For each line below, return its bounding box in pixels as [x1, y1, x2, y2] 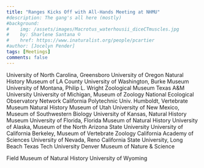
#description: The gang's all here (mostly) [6, 15, 122, 21]
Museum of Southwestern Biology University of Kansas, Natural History [6, 110, 187, 117]
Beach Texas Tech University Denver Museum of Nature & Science [6, 142, 175, 150]
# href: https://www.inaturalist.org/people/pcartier [6, 37, 155, 43]
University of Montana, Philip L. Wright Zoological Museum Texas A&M [6, 84, 185, 92]
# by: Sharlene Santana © [6, 32, 81, 38]
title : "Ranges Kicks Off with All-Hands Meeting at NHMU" [6, 9, 161, 15]
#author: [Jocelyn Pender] [6, 43, 75, 49]
